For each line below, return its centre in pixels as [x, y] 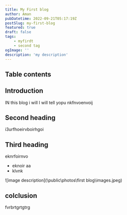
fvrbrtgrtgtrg [18, 207]
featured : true [20, 28]
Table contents [28, 74]
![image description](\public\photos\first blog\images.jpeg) [64, 181]
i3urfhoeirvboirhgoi [24, 130]
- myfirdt [24, 41]
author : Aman [18, 14]
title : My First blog [27, 9]
